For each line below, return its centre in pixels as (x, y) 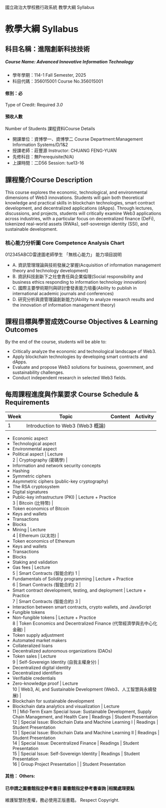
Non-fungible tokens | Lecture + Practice (54, 617)
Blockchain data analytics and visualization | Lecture (66, 706)
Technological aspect (34, 443)
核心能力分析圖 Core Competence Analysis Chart (65, 243)
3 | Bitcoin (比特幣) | (33, 503)
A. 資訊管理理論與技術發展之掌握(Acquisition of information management (86, 265)
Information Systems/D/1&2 (40, 145)
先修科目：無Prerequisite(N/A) (43, 156)
